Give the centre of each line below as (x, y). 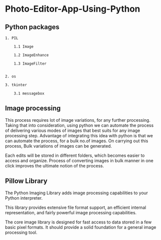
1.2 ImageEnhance (31, 55)
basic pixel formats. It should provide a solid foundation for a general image (81, 227)
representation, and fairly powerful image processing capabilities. (71, 212)
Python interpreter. (24, 198)
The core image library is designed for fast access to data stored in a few (78, 222)
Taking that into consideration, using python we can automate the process (80, 125)
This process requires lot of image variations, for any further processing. (78, 120)
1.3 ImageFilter (30, 64)
